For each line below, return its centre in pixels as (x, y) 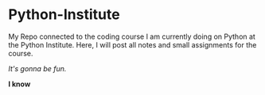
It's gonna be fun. (37, 68)
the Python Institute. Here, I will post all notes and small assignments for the (132, 44)
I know (19, 84)
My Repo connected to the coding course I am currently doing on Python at (132, 36)
